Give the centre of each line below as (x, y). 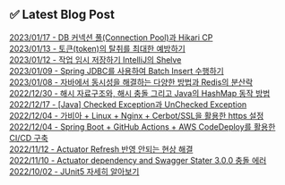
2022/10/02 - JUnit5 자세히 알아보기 (74, 171)
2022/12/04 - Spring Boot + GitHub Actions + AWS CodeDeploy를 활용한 (142, 126)
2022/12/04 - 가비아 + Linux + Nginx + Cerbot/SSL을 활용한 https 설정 (137, 115)
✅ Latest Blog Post (62, 15)
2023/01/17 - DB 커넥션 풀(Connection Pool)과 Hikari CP (111, 37)
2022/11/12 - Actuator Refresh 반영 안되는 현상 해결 (101, 149)
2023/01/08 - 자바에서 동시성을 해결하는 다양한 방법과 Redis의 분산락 (131, 82)
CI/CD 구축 (29, 138)
